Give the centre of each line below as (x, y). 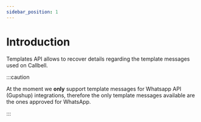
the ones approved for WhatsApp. (49, 101)
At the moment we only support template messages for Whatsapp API (94, 89)
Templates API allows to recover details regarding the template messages (98, 59)
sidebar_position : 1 (32, 12)
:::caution (18, 77)
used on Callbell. (27, 65)
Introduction (38, 42)
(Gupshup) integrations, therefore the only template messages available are (101, 95)
